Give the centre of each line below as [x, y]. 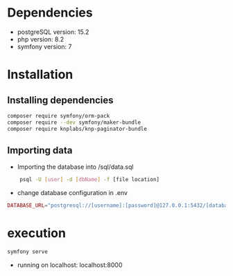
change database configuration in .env [72, 193]
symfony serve [28, 252]
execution [36, 233]
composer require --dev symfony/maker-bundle [74, 122]
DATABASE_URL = [28, 205]
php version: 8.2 [41, 39]
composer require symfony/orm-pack [59, 116]
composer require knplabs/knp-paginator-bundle [77, 129]
